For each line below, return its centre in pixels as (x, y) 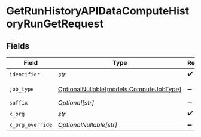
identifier (25, 74)
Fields (18, 46)
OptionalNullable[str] (88, 125)
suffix (19, 102)
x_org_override (31, 125)
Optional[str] (76, 102)
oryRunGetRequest (55, 24)
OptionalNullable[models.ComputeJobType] (120, 89)
